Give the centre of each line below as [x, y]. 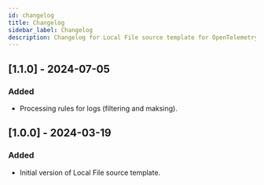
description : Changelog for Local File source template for [109, 37]
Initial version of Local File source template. [90, 172]
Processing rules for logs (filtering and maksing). [99, 108]
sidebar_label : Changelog [50, 30]
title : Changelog [37, 23]
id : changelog [31, 15]
